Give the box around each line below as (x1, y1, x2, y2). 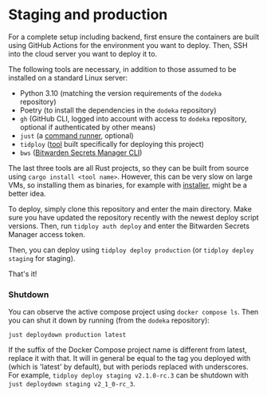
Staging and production (8, 6, 168, 24)
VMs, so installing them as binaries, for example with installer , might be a (8, 180, 247, 189)
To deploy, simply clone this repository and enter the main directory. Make (8, 204, 253, 213)
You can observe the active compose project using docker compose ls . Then (8, 307, 259, 317)
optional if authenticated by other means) (19, 122, 156, 132)
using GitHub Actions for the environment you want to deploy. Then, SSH (8, 40, 249, 49)
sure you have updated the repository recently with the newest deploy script (8, 212, 259, 222)
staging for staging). (8, 253, 76, 263)
